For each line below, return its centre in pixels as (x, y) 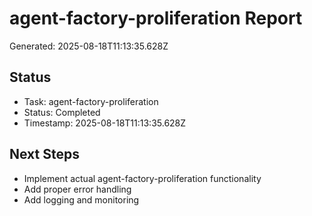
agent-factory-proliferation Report (156, 18)
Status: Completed (62, 112)
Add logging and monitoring (81, 199)
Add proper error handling (77, 189)
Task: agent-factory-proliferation (91, 101)
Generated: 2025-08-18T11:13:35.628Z (89, 46)
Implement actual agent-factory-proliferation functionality (142, 178)
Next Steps (44, 154)
